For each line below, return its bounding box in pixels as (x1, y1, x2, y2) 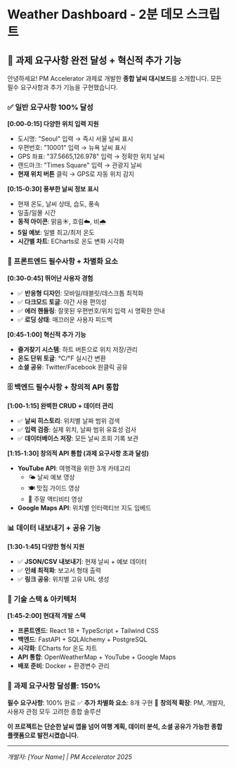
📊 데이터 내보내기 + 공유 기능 (7, 522, 101, 532)
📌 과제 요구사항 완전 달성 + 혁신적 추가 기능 (7, 54, 182, 66)
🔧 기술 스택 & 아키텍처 (7, 594, 77, 604)
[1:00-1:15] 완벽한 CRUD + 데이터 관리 (7, 401, 114, 410)
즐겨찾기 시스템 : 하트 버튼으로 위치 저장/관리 (17, 345, 138, 353)
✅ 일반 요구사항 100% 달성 (7, 102, 93, 112)
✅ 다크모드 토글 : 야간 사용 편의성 (17, 297, 107, 306)
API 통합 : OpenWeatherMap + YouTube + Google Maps (17, 653, 176, 662)
